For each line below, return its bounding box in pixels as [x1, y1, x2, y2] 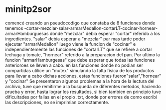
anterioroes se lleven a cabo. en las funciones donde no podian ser [5, 62, 144, 68]
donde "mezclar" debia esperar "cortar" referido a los [49, 30, 161, 36]
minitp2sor [5, 3, 51, 15]
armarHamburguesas [5, 30, 49, 36]
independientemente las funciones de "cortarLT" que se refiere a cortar [5, 46, 153, 52]
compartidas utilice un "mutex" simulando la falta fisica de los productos [5, 67, 155, 73]
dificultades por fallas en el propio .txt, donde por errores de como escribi [5, 94, 157, 100]
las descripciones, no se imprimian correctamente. [5, 99, 110, 105]
